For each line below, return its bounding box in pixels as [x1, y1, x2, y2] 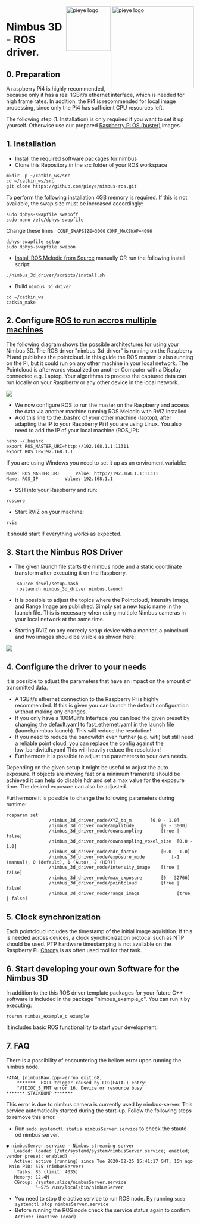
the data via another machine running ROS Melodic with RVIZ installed [14, 407, 187, 414]
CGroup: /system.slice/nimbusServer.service [14, 1179, 127, 1185]
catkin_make [6, 299, 36, 306]
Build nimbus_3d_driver [14, 282, 72, 289]
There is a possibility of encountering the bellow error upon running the [6, 1056, 182, 1064]
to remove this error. [6, 1113, 57, 1120]
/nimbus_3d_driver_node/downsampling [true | [48, 828, 180, 834]
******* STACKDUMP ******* [6, 1090, 73, 1096]
